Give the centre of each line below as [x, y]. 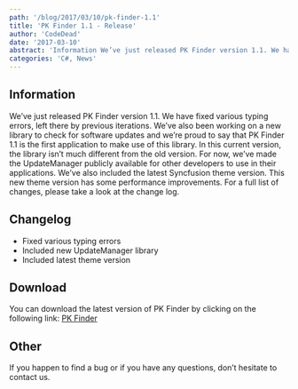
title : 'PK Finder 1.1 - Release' [73, 26]
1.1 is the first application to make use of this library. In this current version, [145, 144]
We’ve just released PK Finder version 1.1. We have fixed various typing [139, 115]
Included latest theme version [76, 259]
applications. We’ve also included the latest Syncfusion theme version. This [147, 172]
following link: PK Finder [53, 318]
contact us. [30, 377]
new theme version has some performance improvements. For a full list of [144, 182]
